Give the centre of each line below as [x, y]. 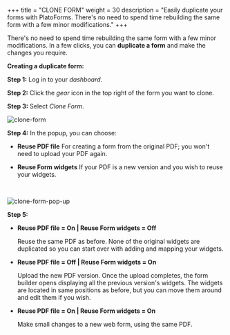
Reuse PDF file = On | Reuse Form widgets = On [86, 311]
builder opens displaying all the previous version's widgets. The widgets [120, 283]
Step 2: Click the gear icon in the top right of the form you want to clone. [111, 93]
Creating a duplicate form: [46, 66]
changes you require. [37, 52]
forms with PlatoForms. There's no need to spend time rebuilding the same [114, 17]
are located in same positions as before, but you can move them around [119, 290]
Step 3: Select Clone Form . [46, 106]
